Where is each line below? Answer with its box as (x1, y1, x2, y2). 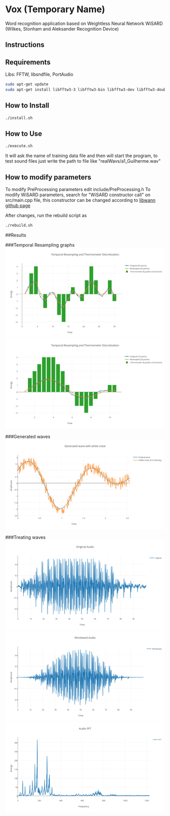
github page (5, 202, 30, 209)
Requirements (5, 57, 51, 67)
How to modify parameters (5, 173, 92, 182)
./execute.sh (5, 143, 33, 148)
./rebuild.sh (5, 223, 33, 228)
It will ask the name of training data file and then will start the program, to (5, 153, 158, 159)
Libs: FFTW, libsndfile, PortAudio (5, 71, 73, 77)
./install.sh (5, 115, 33, 120)
